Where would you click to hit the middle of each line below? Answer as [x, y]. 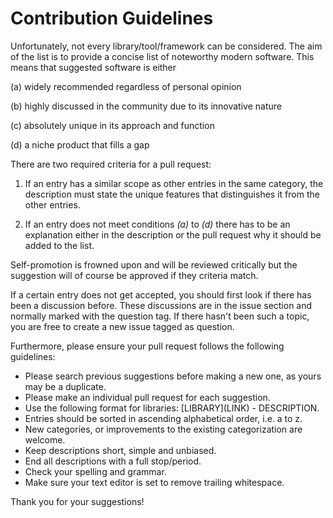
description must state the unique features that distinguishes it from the [172, 194]
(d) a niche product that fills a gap [80, 144]
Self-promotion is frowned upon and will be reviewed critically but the [154, 264]
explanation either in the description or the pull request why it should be [173, 234]
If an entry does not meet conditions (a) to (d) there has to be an [157, 224]
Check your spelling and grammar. [95, 471]
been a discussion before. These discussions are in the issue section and [161, 305]
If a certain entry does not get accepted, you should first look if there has [161, 294]
